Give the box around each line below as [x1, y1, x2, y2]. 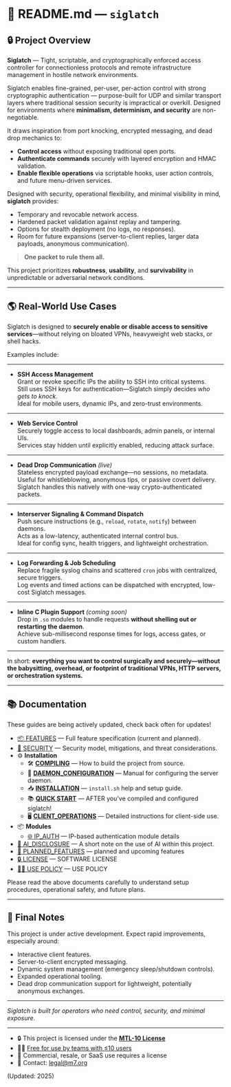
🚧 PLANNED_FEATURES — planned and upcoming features [16, 847, 185, 855]
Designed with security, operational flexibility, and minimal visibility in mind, [7, 190, 221, 198]
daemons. [16, 524, 46, 532]
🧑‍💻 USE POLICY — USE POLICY [16, 864, 108, 872]
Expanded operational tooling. [16, 972, 102, 980]
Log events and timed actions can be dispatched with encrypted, [16, 580, 201, 589]
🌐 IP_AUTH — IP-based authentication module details [27, 832, 180, 840]
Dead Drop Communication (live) [16, 461, 112, 469]
